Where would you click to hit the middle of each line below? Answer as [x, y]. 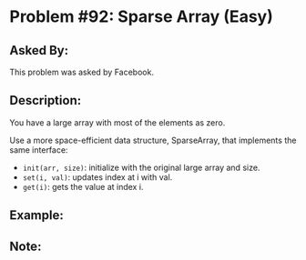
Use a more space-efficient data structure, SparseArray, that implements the [153, 140]
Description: [46, 100]
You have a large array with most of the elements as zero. [117, 122]
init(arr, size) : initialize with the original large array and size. [141, 167]
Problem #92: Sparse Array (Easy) [141, 17]
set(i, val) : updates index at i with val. [97, 177]
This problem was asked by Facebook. [82, 72]
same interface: [39, 150]
